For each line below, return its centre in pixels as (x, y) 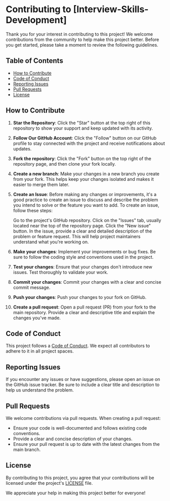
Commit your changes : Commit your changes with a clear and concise (87, 282)
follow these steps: (33, 210)
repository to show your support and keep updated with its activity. (83, 128)
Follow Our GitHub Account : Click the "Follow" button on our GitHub (85, 138)
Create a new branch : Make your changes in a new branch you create (86, 174)
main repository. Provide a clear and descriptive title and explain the (84, 312)
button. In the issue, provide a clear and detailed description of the (82, 231)
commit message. (32, 287)
